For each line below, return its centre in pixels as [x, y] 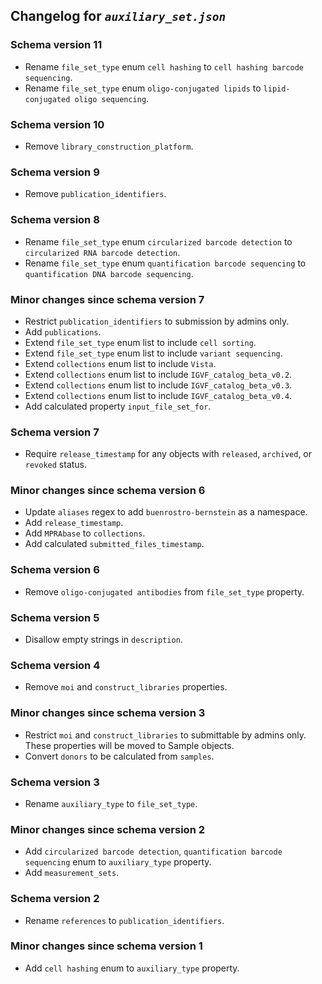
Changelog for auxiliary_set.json [118, 16]
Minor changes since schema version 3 [108, 713]
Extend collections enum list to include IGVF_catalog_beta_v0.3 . [158, 385]
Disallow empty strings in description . [103, 640]
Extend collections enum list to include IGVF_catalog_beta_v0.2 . [158, 374]
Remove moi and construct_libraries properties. [126, 687]
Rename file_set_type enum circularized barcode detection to [158, 241]
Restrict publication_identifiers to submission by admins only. [157, 321]
